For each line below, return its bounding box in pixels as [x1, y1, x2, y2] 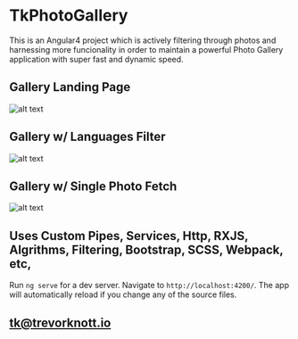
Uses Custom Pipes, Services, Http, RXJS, [9, 228, 249, 244]
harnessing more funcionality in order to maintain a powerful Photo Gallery [9, 44, 284, 54]
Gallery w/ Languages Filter [9, 129, 167, 145]
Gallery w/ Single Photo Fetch [9, 178, 178, 194]
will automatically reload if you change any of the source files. [9, 289, 237, 300]
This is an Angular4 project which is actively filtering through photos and [9, 35, 277, 45]
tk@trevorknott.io [9, 315, 112, 330]
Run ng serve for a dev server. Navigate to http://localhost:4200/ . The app [9, 280, 290, 291]
